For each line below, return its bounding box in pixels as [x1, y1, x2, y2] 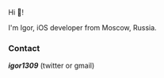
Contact [8, 42, 40, 53]
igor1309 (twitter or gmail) [8, 60, 95, 71]
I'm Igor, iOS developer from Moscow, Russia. [8, 23, 157, 32]
